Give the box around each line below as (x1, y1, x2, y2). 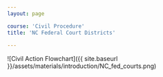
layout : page (7, 10, 45, 17)
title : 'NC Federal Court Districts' (7, 29, 116, 36)
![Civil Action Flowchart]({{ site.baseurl (7, 55, 118, 63)
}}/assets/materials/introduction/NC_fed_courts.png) (7, 62, 157, 70)
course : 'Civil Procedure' (7, 22, 85, 30)
